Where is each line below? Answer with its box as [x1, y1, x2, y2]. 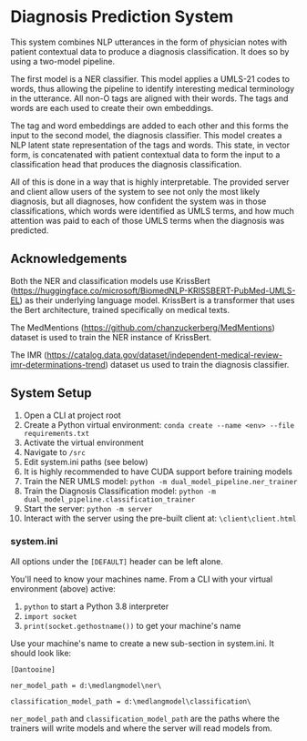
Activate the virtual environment [23, 437, 144, 448]
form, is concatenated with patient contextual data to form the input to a [10, 148, 281, 160]
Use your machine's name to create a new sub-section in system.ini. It [10, 637, 274, 648]
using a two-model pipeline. [10, 56, 116, 66]
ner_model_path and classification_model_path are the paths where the [10, 713, 281, 724]
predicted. [10, 225, 49, 236]
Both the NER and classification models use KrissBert [10, 275, 210, 286]
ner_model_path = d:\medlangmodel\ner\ [10, 681, 162, 690]
